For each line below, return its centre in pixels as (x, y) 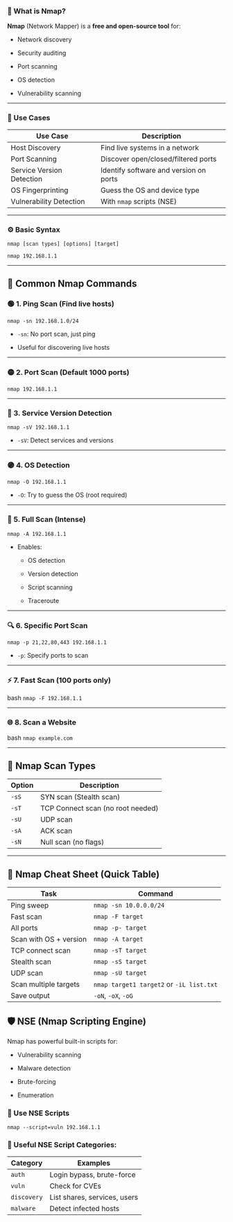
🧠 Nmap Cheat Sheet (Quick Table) (84, 874)
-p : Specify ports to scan (53, 656)
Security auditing (42, 53)
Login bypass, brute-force (93, 1174)
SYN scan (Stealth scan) (80, 797)
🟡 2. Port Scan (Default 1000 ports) (68, 372)
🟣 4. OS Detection (39, 466)
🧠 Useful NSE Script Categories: (62, 1145)
